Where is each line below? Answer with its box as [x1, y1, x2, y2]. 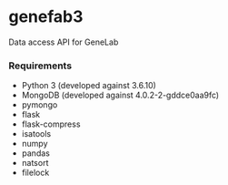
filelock [21, 167, 50, 179]
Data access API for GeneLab [8, 36, 119, 47]
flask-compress [21, 118, 81, 129]
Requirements [8, 59, 73, 72]
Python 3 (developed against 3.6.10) [21, 80, 156, 91]
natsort [21, 158, 49, 169]
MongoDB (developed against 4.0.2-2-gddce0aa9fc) [21, 89, 220, 101]
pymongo [21, 99, 58, 110]
